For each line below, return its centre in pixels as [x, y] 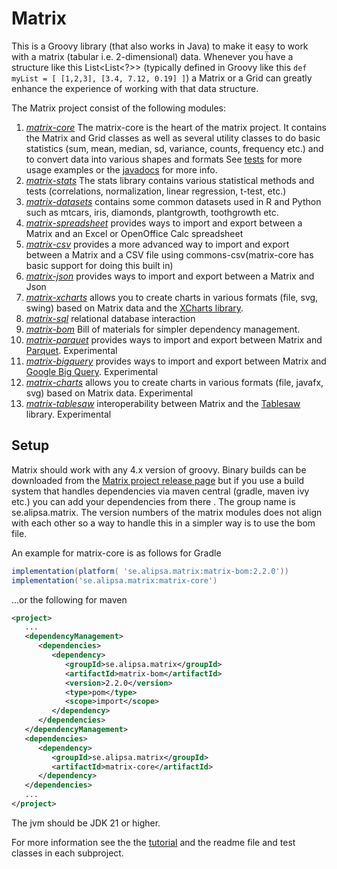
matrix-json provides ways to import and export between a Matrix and [170, 276]
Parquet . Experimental [71, 350]
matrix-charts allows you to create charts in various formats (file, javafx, [174, 382]
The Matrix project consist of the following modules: [118, 108]
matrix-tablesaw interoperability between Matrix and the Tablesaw [163, 403]
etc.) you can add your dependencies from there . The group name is [153, 501]
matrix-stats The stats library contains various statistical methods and [170, 180]
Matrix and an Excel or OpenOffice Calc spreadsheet [134, 233]
